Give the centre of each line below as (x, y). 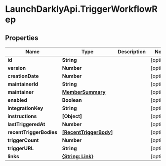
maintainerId (23, 84)
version (17, 68)
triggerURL (21, 148)
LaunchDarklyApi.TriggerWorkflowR (82, 9)
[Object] (72, 116)
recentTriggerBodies (33, 132)
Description (132, 52)
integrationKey (25, 108)
